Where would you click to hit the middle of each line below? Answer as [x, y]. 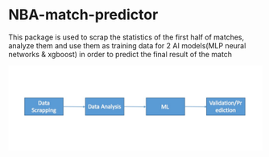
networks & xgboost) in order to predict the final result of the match [120, 54]
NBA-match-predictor [83, 15]
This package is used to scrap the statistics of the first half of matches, [126, 37]
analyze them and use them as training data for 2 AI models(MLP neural [127, 45]
